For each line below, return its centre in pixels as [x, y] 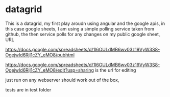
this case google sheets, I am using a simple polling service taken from [80, 28]
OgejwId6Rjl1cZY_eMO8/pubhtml [40, 55]
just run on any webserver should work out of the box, [62, 80]
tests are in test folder [28, 89]
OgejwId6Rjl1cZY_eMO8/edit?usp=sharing [50, 70]
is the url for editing [116, 70]
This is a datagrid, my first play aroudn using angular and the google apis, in [85, 23]
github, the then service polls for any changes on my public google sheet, [83, 34]
